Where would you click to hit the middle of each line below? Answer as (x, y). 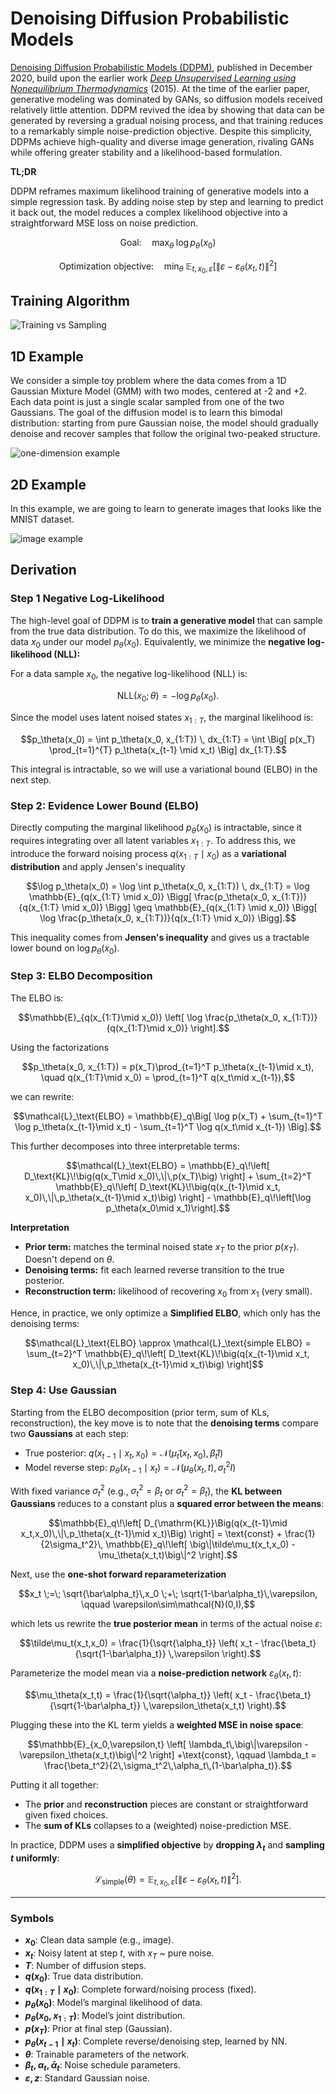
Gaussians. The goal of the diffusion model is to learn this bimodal (146, 413)
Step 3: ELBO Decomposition (81, 976)
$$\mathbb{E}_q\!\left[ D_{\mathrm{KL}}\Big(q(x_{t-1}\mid (168, 1523)
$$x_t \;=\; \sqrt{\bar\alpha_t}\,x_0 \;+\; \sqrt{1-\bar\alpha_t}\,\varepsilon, (168, 1594)
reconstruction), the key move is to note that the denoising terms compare (164, 1423)
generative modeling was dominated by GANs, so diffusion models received (166, 99)
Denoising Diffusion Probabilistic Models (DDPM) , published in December (161, 67)
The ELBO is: (37, 998)
